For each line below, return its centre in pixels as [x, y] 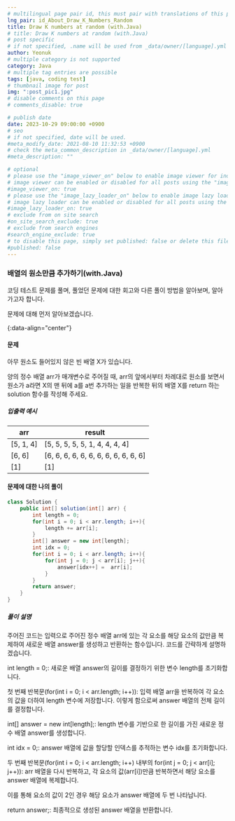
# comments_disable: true [45, 105]
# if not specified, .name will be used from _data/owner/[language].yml [117, 46]
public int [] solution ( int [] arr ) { [73, 508]
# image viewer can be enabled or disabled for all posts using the [109, 182]
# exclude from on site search [53, 215]
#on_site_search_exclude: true [53, 222]
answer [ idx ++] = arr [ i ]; [95, 567]
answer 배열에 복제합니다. [43, 780]
